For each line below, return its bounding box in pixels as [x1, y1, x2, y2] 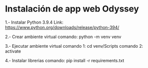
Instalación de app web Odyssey [5, 3, 139, 14]
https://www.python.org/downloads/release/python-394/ [5, 24, 120, 30]
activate [5, 48, 21, 54]
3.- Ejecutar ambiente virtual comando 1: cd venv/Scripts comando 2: [5, 43, 143, 49]
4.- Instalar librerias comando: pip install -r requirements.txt [5, 57, 125, 63]
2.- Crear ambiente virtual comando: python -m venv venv [5, 34, 121, 40]
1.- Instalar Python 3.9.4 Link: [5, 19, 64, 25]
